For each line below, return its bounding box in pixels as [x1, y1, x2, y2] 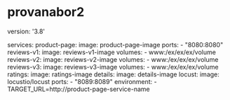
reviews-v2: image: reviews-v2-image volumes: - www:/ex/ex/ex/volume [7, 55, 219, 63]
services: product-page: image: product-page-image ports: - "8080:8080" [7, 40, 224, 49]
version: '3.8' [7, 27, 46, 35]
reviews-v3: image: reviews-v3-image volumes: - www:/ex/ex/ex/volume [7, 62, 219, 71]
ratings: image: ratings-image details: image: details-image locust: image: [7, 70, 219, 78]
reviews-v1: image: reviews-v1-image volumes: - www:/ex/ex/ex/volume [7, 48, 216, 56]
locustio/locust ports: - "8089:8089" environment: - [7, 77, 158, 85]
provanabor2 [7, 4, 85, 20]
